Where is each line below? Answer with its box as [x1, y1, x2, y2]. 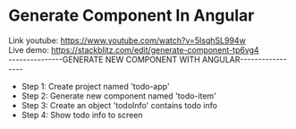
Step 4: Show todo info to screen [21, 109, 144, 120]
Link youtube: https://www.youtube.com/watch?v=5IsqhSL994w [8, 35, 247, 46]
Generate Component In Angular [8, 5, 255, 26]
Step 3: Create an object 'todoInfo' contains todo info [21, 99, 218, 110]
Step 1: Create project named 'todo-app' [21, 81, 171, 91]
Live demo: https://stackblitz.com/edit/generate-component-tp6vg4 [8, 44, 260, 55]
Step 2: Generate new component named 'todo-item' [21, 90, 216, 101]
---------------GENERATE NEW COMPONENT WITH [8, 54, 200, 64]
